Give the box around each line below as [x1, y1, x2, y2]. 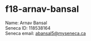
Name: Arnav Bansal [5, 20, 47, 26]
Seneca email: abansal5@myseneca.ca [5, 30, 86, 36]
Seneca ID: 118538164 [5, 25, 51, 31]
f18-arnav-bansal [5, 3, 79, 15]
